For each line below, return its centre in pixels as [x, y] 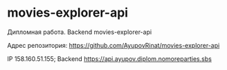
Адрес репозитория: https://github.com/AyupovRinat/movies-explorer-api [113, 45]
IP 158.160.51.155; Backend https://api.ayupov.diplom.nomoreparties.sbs [110, 59]
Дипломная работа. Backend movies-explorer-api [80, 32]
